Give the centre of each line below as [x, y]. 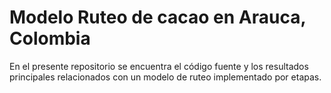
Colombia [50, 38]
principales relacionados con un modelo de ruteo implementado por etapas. [165, 77]
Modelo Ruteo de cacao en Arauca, [157, 17]
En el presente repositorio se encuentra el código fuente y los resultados [159, 66]
